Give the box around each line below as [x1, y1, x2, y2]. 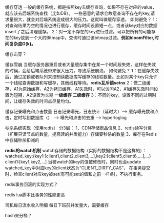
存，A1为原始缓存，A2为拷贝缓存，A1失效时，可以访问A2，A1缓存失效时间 [5, 86, 154, 92]
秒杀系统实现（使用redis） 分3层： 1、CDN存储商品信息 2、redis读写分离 [5, 125, 152, 131]
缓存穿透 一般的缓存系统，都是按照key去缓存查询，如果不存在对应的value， [5, 4, 157, 10]
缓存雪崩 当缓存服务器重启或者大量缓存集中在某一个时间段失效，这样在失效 [5, 61, 156, 67]
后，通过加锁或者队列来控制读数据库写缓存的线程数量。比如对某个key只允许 [5, 74, 158, 80]
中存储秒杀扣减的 [5, 137, 40, 143]
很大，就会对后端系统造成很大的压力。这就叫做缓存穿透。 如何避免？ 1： [13, 17, 159, 22]
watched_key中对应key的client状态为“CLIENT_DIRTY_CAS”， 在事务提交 [5, 165, 151, 171]
